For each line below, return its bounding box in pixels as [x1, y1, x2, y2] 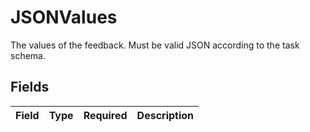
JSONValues [10, 6, 118, 29]
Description [136, 108, 195, 122]
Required [83, 108, 128, 122]
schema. [10, 49, 46, 61]
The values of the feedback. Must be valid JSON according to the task [10, 39, 300, 51]
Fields [10, 79, 50, 96]
